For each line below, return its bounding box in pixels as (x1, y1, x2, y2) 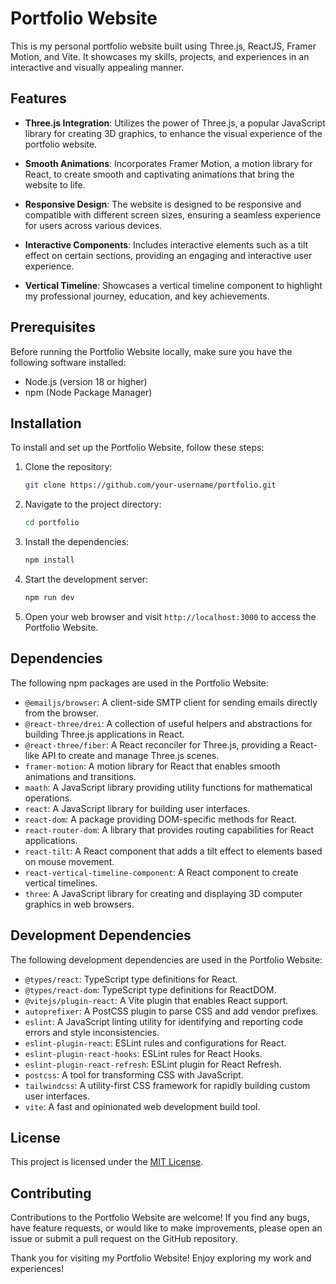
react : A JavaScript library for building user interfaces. (24, 802, 251, 814)
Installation (10, 415, 82, 432)
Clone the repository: (24, 461, 113, 473)
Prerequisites (10, 319, 96, 336)
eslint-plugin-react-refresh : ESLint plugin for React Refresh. (24, 1058, 282, 1070)
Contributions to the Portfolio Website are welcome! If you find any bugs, (10, 1212, 310, 1224)
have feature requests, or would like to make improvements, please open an (10, 1222, 323, 1234)
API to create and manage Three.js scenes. (41, 749, 220, 761)
